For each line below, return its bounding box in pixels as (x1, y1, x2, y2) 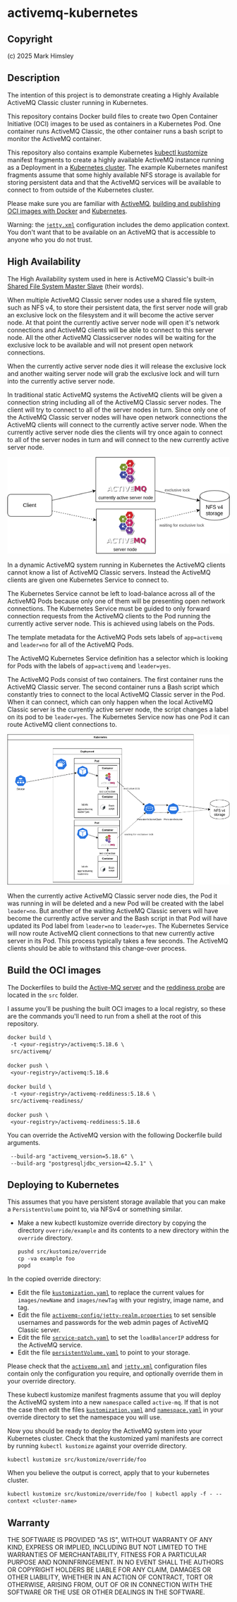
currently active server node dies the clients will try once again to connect (7, 428, 223, 436)
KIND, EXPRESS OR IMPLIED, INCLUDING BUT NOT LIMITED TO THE (7, 1543, 207, 1552)
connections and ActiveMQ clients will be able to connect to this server (7, 326, 214, 334)
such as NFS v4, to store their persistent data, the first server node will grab (7, 303, 228, 312)
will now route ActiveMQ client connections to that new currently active (7, 929, 215, 937)
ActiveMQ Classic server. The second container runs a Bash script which (7, 683, 220, 691)
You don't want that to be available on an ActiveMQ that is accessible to (7, 228, 217, 236)
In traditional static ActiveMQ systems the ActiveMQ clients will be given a (7, 390, 223, 399)
